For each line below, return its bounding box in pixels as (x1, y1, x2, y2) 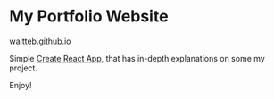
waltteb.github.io (9, 36, 71, 46)
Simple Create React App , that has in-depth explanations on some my (9, 53, 265, 63)
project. (9, 62, 38, 73)
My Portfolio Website (9, 6, 169, 27)
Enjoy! (9, 79, 33, 90)
